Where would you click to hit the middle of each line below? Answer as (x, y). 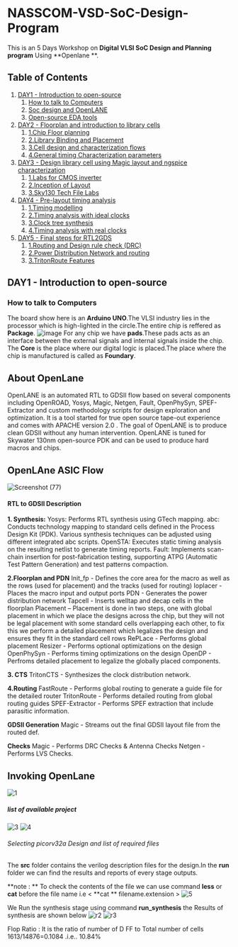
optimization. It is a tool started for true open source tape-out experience (114, 418)
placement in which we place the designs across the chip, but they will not (116, 616)
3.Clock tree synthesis (61, 223)
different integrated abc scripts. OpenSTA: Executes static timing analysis (114, 542)
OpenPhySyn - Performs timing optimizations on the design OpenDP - (109, 654)
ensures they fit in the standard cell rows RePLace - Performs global (107, 639)
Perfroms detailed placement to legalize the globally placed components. (114, 661)
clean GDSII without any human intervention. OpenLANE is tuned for (107, 433)
